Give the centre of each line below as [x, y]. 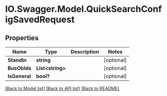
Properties [22, 38]
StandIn [17, 60]
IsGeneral [19, 76]
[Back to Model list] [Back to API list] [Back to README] [62, 88]
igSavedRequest [40, 20]
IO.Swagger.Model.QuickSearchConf [83, 9]
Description [85, 52]
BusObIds [19, 68]
